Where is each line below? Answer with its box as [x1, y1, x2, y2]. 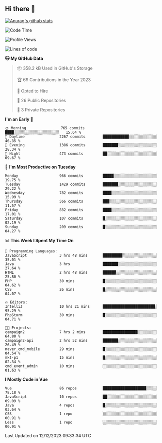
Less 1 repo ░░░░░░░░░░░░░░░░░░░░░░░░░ [5, 420, 158, 425]
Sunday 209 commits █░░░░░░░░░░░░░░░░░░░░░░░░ [5, 224, 158, 229]
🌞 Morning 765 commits [5, 125, 85, 130]
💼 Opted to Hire [16, 88, 49, 94]
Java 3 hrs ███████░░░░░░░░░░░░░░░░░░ [5, 261, 158, 266]
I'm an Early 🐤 [5, 116, 33, 122]
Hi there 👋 [5, 5, 35, 13]
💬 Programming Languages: [5, 248, 57, 253]
